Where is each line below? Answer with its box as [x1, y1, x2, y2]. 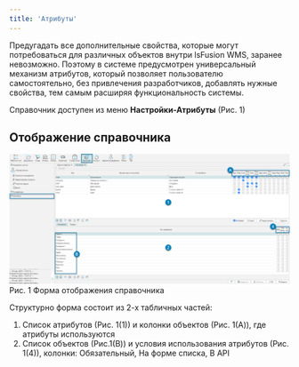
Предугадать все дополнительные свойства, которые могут [9, 40, 238, 51]
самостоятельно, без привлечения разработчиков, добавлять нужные [9, 77, 278, 88]
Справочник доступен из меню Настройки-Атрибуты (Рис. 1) [9, 104, 246, 115]
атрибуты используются [21, 329, 116, 339]
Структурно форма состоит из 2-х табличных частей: [9, 302, 213, 313]
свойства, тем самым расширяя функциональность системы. [9, 87, 245, 98]
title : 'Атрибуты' [9, 14, 77, 23]
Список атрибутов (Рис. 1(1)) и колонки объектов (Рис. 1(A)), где [21, 319, 267, 330]
